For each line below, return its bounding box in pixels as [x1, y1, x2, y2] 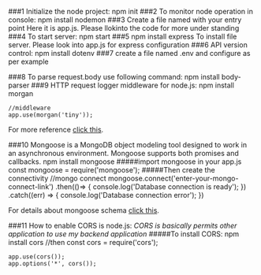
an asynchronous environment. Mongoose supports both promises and [8, 149, 239, 158]
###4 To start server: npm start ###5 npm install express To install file [8, 32, 237, 41]
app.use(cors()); [8, 253, 65, 261]
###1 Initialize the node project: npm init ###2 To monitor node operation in [8, 7, 254, 16]
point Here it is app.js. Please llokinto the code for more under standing [8, 24, 240, 32]
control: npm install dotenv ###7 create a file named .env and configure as [8, 49, 251, 58]
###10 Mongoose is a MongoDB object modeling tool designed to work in [8, 140, 248, 149]
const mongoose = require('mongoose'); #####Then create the [8, 165, 215, 174]
